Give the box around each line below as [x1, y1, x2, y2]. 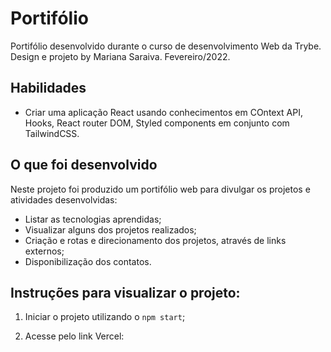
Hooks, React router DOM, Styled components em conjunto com [24, 117, 290, 129]
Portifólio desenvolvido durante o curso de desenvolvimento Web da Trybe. [10, 40, 322, 52]
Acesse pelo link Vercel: [24, 330, 125, 342]
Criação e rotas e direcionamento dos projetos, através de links [24, 234, 287, 246]
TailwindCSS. [24, 127, 80, 139]
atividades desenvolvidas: [10, 193, 118, 206]
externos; [24, 245, 65, 257]
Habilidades [10, 80, 87, 97]
